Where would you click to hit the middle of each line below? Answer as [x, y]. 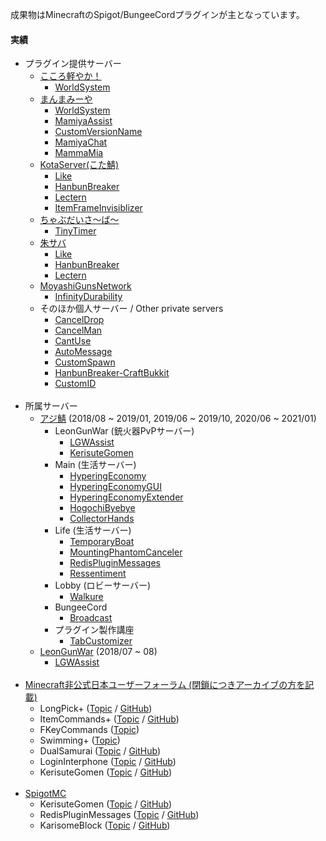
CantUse [73, 341]
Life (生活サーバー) [93, 530]
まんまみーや [66, 99]
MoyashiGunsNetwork [85, 286]
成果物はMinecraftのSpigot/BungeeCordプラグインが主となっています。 [157, 14]
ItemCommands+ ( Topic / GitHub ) [109, 719]
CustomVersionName [98, 132]
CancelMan [78, 330]
